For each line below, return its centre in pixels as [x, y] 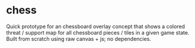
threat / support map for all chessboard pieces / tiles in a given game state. [98, 32]
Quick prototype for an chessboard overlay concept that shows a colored [96, 26]
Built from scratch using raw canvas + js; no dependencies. [79, 39]
